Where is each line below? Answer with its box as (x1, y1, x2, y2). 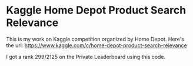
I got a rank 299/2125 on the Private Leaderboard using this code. (6, 53, 166, 60)
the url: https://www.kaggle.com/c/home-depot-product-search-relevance (6, 42, 187, 49)
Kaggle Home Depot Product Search (6, 4, 187, 17)
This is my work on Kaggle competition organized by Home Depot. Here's (6, 35, 184, 42)
